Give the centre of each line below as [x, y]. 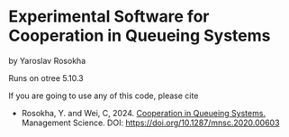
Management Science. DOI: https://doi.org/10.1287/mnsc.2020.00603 [150, 123]
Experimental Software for [109, 17]
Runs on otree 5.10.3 [46, 78]
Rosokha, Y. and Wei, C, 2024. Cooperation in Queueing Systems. [144, 113]
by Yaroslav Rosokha [47, 60]
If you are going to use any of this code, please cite [104, 96]
